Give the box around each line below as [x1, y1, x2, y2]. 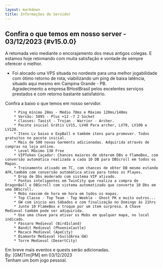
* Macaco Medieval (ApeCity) [14, 230, 73, 235]
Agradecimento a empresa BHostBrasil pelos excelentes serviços [12, 86, 144, 92]
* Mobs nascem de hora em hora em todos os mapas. [14, 191, 119, 196]
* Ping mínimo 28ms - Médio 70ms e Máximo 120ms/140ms [14, 110, 128, 115]
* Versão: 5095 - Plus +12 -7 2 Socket [14, 114, 95, 119]
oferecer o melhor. [5, 61, 42, 67]
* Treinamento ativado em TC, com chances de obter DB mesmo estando [14, 166, 159, 171]
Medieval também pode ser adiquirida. [5, 208, 84, 213]
